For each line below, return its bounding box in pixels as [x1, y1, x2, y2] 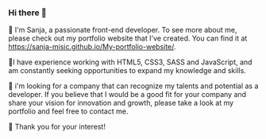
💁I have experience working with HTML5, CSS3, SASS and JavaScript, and [8, 57, 253, 67]
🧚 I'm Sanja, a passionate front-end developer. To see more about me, [8, 25, 237, 35]
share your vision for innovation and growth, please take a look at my [8, 98, 234, 108]
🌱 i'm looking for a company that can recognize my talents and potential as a [8, 81, 259, 91]
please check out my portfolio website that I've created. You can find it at [8, 33, 248, 43]
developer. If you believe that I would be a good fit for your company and [8, 90, 247, 99]
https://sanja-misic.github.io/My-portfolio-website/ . [8, 42, 176, 52]
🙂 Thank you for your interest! [8, 122, 106, 132]
